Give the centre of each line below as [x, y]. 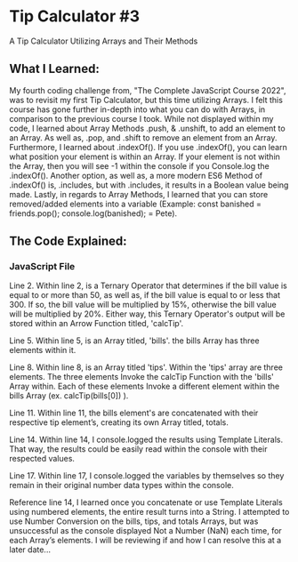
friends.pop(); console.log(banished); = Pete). [93, 213]
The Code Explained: [68, 241]
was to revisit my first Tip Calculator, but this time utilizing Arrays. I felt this [146, 100]
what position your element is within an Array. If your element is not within [145, 157]
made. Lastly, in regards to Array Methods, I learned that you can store [139, 194]
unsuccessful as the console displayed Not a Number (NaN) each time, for [145, 531]
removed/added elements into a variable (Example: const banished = [136, 204]
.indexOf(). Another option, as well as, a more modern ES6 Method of [136, 175]
